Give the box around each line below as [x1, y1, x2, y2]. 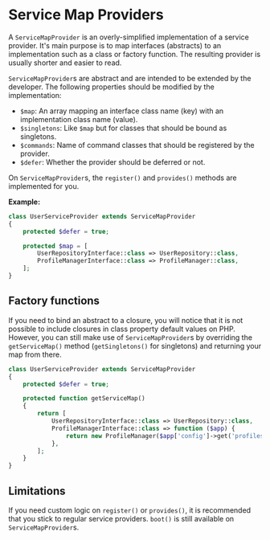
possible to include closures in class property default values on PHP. [8, 324, 235, 333]
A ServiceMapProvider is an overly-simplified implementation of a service [8, 32, 249, 42]
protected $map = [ [22, 242, 88, 250]
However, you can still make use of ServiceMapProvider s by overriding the [8, 332, 253, 342]
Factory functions [8, 294, 100, 308]
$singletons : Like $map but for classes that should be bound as [19, 123, 227, 133]
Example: [8, 197, 41, 207]
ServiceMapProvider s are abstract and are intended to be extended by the [8, 73, 252, 83]
